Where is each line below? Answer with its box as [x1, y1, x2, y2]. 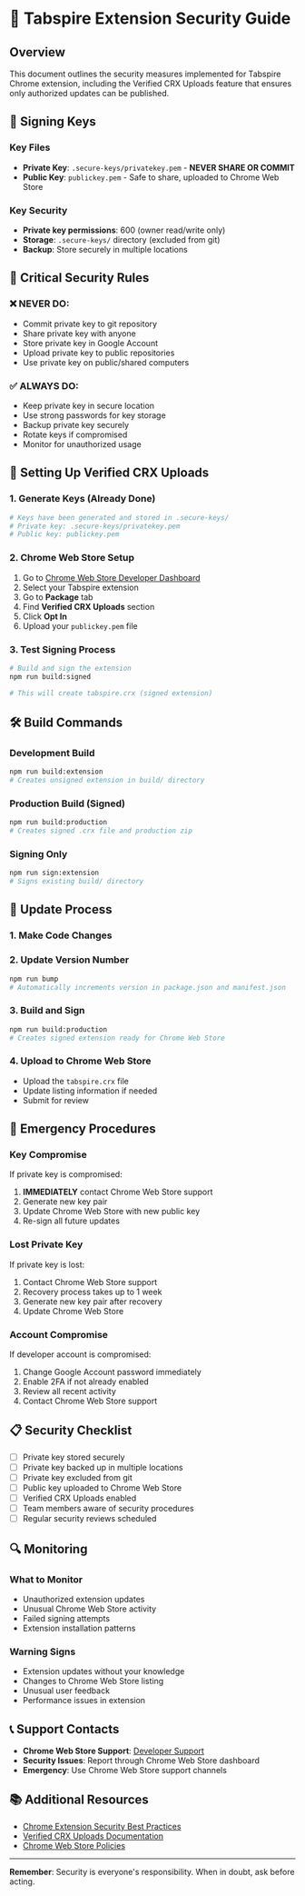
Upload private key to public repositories [22, 347, 175, 358]
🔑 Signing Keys [9, 114, 97, 130]
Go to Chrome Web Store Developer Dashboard [22, 572, 202, 583]
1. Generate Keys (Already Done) [9, 493, 156, 505]
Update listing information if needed [22, 1085, 158, 1096]
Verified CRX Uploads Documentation [22, 1831, 163, 1841]
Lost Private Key [9, 1238, 84, 1251]
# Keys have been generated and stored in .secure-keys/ [9, 513, 230, 522]
